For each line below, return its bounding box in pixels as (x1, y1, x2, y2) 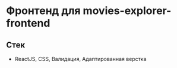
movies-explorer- (83, 4, 172, 18)
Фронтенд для (6, 4, 81, 18)
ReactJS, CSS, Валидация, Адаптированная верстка (14, 56, 147, 62)
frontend (6, 16, 50, 30)
